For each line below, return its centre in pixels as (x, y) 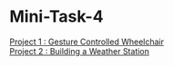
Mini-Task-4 (56, 17)
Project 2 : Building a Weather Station (80, 51)
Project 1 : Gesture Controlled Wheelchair (86, 42)
